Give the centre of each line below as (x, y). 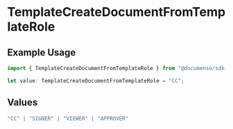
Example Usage (42, 52)
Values (23, 102)
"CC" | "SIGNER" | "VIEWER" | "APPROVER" (68, 119)
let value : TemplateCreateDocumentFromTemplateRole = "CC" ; (96, 80)
